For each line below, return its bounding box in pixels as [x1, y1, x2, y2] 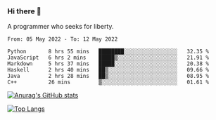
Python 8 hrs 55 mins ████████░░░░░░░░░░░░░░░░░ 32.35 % [7, 48, 210, 55]
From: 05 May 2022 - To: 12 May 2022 [7, 36, 118, 43]
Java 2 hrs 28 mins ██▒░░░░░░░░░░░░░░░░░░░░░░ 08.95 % [7, 73, 210, 80]
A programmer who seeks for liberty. [7, 22, 114, 31]
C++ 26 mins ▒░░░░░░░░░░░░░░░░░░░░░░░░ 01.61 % [7, 79, 210, 86]
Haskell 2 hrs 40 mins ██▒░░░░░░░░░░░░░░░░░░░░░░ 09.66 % [7, 67, 210, 74]
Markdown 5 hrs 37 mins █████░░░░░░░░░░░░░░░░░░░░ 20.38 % [7, 60, 210, 67]
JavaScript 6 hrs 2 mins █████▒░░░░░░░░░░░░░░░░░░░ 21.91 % [7, 54, 210, 62]
